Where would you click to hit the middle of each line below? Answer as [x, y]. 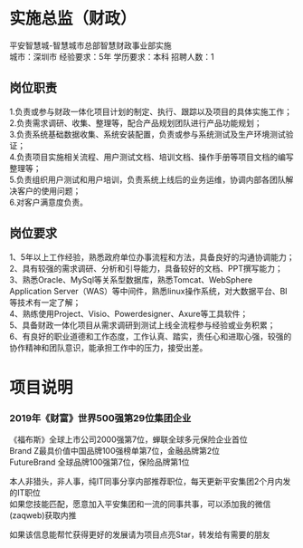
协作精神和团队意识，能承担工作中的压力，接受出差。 [109, 347]
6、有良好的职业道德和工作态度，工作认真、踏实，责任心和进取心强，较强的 [151, 336]
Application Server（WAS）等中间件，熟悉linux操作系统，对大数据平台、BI [148, 291]
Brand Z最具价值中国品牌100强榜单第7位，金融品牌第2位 [114, 451]
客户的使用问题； [49, 190]
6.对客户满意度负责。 [49, 202]
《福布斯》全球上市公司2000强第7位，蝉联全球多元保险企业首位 [128, 439]
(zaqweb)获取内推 [43, 515]
